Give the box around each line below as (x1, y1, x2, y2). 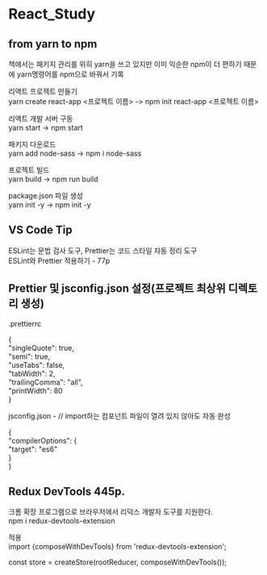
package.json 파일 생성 (8, 191, 83, 200)
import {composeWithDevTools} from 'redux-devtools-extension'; (8, 542, 227, 552)
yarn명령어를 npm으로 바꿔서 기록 (16, 69, 124, 79)
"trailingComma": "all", (8, 377, 83, 387)
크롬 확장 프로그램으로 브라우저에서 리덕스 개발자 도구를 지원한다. (8, 507, 214, 517)
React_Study (8, 5, 96, 23)
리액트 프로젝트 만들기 (8, 86, 78, 96)
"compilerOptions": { (8, 435, 77, 445)
